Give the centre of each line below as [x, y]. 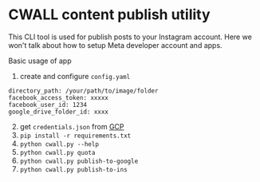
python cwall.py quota [57, 152]
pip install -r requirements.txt [75, 136]
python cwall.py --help [59, 144]
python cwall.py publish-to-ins [73, 169]
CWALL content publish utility [109, 15]
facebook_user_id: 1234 [48, 105]
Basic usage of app [40, 61]
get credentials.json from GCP [72, 126]
